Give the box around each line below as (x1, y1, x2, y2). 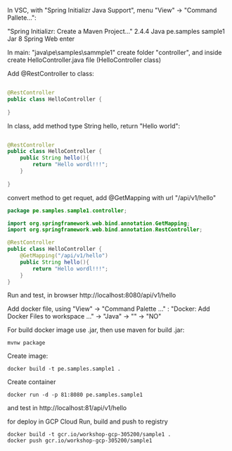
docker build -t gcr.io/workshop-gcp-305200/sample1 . (7, 431, 172, 438)
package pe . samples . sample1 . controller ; (7, 207, 128, 214)
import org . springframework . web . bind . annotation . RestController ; (7, 226, 202, 233)
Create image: (7, 352, 49, 360)
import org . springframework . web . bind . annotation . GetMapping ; (7, 220, 191, 227)
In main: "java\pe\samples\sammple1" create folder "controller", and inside (7, 49, 222, 56)
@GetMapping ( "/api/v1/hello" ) (20, 252, 109, 259)
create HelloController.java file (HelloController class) (7, 56, 162, 64)
